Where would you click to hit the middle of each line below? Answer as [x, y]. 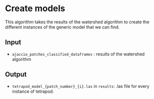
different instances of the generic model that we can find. [62, 27]
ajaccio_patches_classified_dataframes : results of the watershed [78, 54]
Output [16, 74]
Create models [35, 8]
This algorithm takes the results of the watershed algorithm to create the [77, 22]
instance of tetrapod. [33, 91]
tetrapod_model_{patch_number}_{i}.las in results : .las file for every [81, 86]
